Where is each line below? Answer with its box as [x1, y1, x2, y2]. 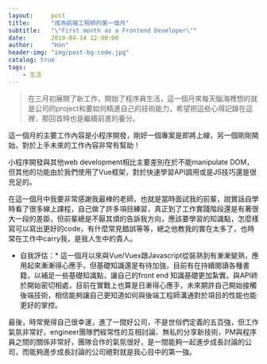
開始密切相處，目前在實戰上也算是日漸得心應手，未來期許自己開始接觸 [26, 280, 257, 290]
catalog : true [8, 56, 56, 64]
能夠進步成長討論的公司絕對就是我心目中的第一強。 [29, 347, 196, 356]
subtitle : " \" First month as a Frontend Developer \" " [8, 26, 197, 34]
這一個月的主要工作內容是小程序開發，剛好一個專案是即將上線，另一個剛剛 [8, 130, 252, 140]
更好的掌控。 [19, 300, 62, 310]
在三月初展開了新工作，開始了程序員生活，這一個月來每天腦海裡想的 [27, 93, 251, 103]
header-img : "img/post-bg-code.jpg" [8, 48, 130, 56]
